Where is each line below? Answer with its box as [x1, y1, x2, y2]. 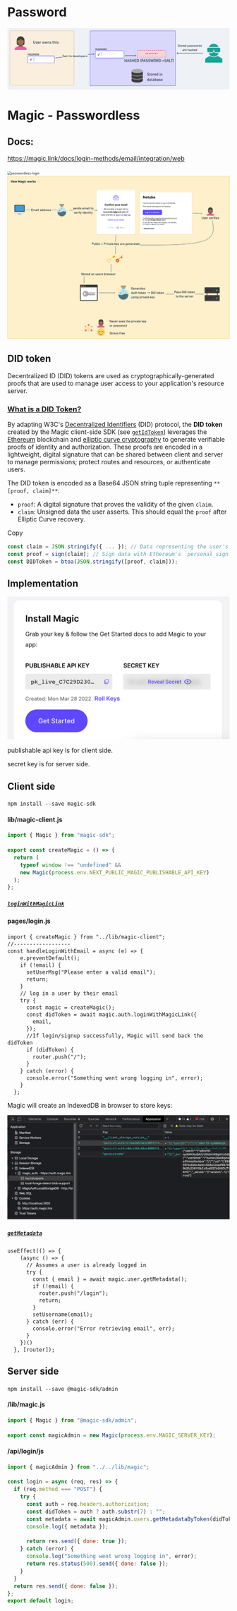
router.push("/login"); [38, 1289, 109, 1297]
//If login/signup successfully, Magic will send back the [25, 1032, 203, 1039]
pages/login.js [7, 917, 51, 925]
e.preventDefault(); [20, 954, 80, 962]
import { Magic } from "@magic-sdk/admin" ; [7, 1416, 138, 1424]
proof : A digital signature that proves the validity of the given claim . [17, 500, 214, 508]
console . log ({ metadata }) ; [25, 1523, 109, 1530]
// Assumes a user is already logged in [25, 1261, 147, 1269]
